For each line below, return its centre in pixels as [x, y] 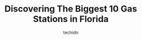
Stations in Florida [71, 19]
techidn [71, 32]
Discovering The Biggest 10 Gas [71, 9]
